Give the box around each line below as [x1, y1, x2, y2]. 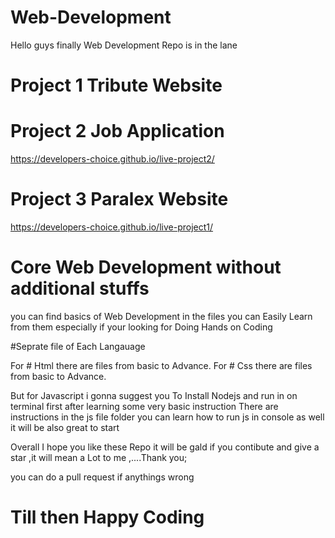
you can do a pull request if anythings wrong [10, 471, 195, 483]
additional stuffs [10, 277, 150, 300]
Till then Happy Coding [10, 506, 205, 529]
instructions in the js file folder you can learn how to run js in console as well [10, 411, 325, 423]
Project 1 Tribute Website [10, 74, 223, 97]
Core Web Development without [10, 256, 282, 279]
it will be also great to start [10, 421, 120, 433]
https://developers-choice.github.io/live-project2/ [10, 153, 215, 165]
